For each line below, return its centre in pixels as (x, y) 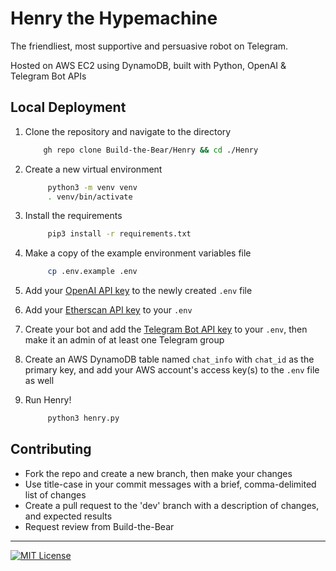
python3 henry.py (83, 418)
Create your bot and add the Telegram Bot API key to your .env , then (166, 329)
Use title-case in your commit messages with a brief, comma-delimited (170, 484)
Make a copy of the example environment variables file (138, 253)
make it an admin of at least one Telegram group (124, 340)
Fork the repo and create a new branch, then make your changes (158, 473)
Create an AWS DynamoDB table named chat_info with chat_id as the (169, 359)
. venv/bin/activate (90, 197)
